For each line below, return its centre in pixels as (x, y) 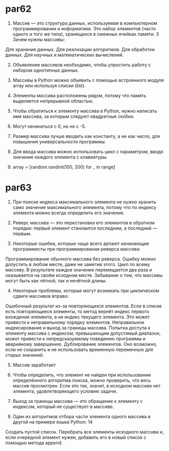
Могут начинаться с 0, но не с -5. (49, 126)
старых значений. (25, 355)
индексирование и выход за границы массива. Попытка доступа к (78, 327)
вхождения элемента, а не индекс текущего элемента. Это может (78, 317)
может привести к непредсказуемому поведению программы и (76, 338)
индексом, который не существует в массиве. (63, 406)
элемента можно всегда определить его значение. (69, 213)
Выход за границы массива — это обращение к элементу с (78, 401)
